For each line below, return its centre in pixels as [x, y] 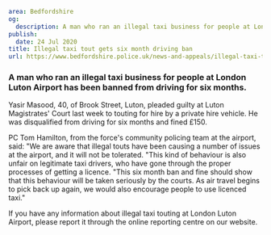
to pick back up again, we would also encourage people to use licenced [127, 189]
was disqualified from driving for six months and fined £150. [108, 122]
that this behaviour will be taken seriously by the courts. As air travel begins [134, 181]
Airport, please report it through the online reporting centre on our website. [133, 222]
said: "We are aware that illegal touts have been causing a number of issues [134, 146]
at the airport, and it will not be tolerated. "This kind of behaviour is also [127, 155]
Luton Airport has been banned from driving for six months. [128, 87]
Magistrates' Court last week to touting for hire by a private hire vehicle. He [133, 114]
